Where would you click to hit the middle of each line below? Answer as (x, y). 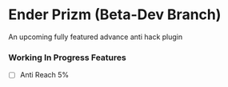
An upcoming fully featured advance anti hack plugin (95, 37)
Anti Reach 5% (44, 75)
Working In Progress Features (67, 57)
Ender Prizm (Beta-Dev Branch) (115, 15)
